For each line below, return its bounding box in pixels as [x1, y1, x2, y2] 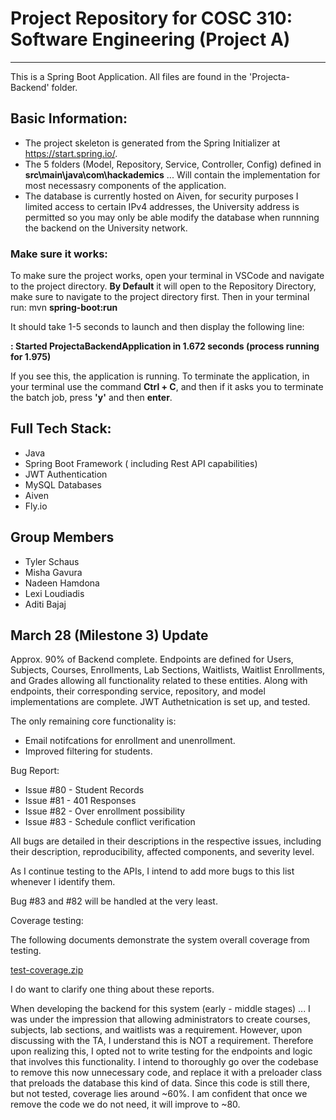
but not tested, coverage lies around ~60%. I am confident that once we [10, 1088, 308, 1100]
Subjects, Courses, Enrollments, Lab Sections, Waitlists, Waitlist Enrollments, [10, 664, 326, 676]
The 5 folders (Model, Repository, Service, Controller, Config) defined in [24, 158, 322, 170]
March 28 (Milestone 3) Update [10, 627, 209, 644]
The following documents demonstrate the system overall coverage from [10, 934, 310, 946]
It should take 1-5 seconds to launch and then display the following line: [10, 321, 305, 333]
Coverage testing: [10, 915, 84, 927]
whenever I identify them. [10, 876, 116, 888]
